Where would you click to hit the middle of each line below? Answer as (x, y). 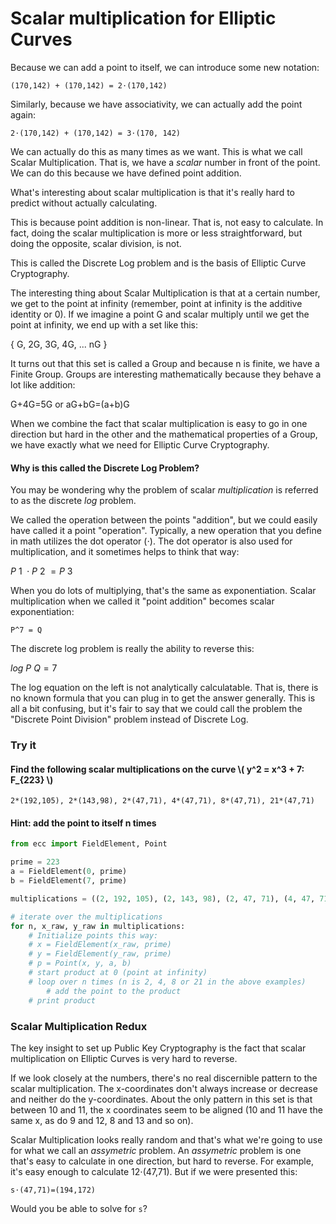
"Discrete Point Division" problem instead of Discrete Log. (129, 719)
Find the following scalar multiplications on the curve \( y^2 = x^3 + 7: (157, 769)
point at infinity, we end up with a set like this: (104, 324)
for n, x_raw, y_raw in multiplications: (98, 926)
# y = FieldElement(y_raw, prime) (100, 954)
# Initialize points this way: (93, 935)
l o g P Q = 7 (34, 668)
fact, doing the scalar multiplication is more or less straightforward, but (156, 233)
